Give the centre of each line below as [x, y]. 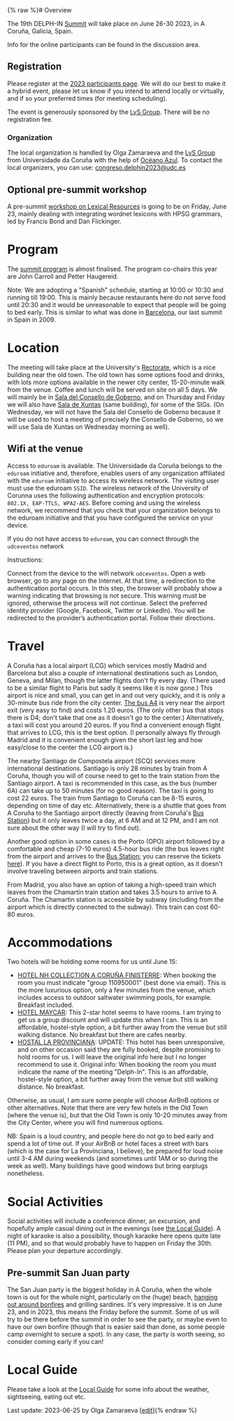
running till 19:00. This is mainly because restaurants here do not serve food [117, 297]
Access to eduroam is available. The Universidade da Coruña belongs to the [115, 465]
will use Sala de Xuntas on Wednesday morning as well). [88, 427]
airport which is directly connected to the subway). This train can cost [108, 907]
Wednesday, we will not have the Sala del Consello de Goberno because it [114, 411]
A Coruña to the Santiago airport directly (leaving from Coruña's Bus [106, 813]
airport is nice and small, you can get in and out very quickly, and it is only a [116, 695]
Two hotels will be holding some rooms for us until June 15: [92, 962]
